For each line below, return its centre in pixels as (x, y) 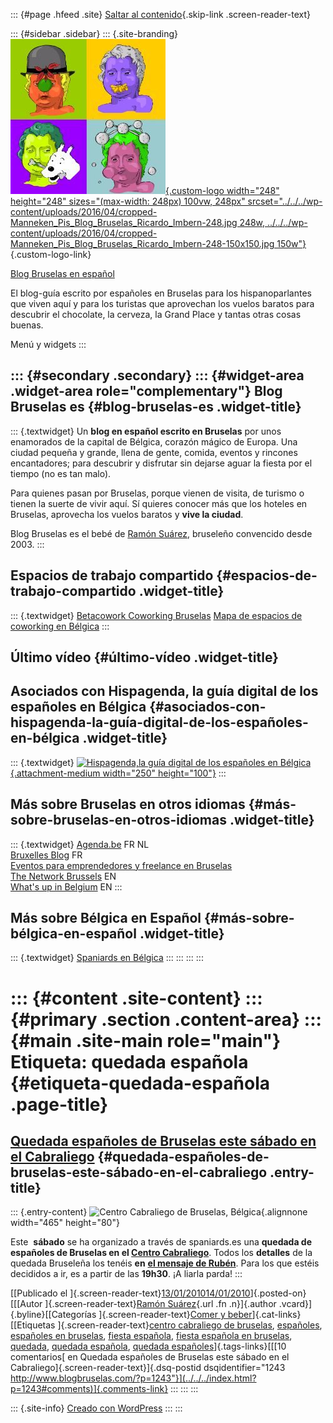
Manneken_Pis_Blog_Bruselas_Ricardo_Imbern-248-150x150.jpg (142, 243)
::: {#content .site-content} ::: (136, 998)
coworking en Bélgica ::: (60, 626)
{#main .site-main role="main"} (146, 1040)
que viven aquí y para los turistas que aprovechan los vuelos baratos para (162, 303)
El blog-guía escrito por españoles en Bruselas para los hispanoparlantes (161, 293)
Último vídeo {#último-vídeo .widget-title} (144, 657)
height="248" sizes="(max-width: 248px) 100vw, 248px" (128, 201)
